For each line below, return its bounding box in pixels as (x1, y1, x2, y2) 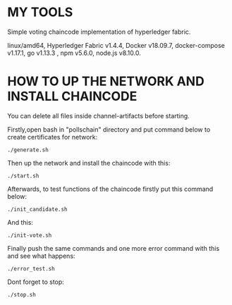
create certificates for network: (7, 132, 98, 141)
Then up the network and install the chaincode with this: (7, 158, 171, 167)
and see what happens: (7, 251, 75, 260)
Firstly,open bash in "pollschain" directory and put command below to (7, 125, 211, 134)
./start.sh (7, 172, 39, 180)
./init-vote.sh (7, 232, 52, 239)
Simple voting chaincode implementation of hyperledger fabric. (7, 27, 191, 36)
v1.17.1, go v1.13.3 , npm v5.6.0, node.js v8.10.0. (7, 49, 141, 57)
